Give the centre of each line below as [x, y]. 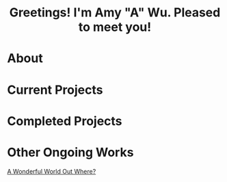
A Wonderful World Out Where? [52, 171]
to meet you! [115, 27]
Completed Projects [65, 121]
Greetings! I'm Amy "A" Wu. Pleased [115, 13]
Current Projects [55, 90]
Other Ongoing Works [70, 152]
